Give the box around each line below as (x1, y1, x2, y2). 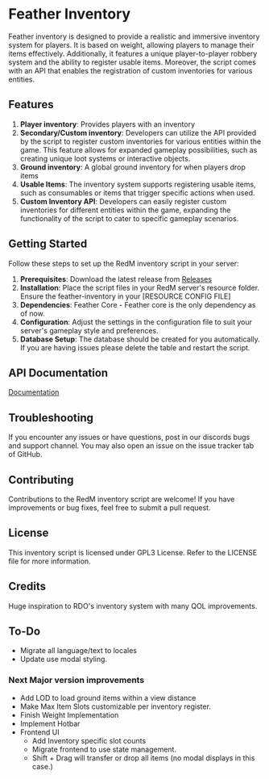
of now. (19, 308, 46, 318)
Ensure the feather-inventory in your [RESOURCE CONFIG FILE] (19, 291, 231, 301)
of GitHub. (8, 450, 43, 459)
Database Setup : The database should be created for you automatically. (19, 334, 260, 344)
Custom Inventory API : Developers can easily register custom (19, 196, 227, 206)
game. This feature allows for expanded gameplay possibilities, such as (19, 144, 258, 154)
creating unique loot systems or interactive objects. (19, 153, 191, 163)
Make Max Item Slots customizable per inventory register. (19, 702, 212, 711)
